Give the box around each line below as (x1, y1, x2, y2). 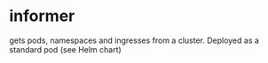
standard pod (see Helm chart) (9, 44, 122, 54)
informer (9, 6, 75, 26)
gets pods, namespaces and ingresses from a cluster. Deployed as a (9, 35, 260, 45)
